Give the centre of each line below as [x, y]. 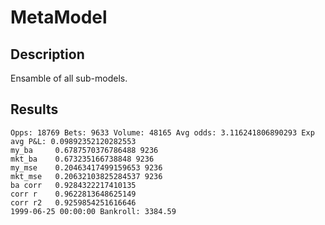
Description [47, 54]
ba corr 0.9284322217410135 [73, 185]
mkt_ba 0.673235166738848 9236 [82, 159]
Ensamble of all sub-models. [69, 78]
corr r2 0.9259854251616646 [73, 202]
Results [34, 109]
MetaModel [59, 17]
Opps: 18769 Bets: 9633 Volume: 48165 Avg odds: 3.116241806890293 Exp [162, 132]
